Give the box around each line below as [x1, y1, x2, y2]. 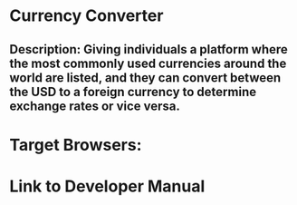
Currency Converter [9, 5, 164, 26]
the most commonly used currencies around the [9, 55, 287, 71]
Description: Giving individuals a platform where [9, 42, 288, 57]
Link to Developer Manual [9, 176, 206, 196]
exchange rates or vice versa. [9, 98, 181, 113]
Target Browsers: [9, 134, 142, 155]
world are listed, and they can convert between [9, 70, 282, 85]
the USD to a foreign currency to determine [9, 83, 256, 100]
